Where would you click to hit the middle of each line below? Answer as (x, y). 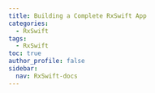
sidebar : (23, 69)
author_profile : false (47, 61)
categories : (28, 23)
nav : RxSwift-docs (47, 76)
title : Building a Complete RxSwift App (78, 16)
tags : (17, 38)
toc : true (25, 53)
